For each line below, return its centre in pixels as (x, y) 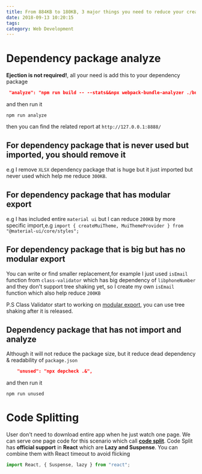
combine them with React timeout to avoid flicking (68, 454)
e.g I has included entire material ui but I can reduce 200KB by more (91, 219)
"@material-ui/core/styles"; (43, 231)
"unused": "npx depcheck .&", (55, 371)
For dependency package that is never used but (98, 146)
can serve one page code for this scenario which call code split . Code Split (99, 441)
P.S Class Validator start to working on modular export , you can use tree (96, 304)
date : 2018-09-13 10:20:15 (40, 18)
